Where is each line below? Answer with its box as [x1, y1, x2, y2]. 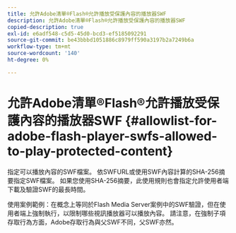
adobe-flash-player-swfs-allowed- [7, 128, 218, 144]
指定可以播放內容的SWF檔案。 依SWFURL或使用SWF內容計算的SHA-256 [7, 167, 219, 176]
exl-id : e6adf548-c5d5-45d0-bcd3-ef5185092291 [7, 30, 147, 37]
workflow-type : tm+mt [7, 43, 71, 50]
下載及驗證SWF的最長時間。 [7, 185, 90, 193]
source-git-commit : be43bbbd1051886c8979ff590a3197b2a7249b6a [7, 37, 194, 44]
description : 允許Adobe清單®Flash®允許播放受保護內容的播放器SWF [7, 17, 186, 24]
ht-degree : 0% [7, 56, 49, 64]
